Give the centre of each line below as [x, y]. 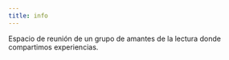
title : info [28, 16]
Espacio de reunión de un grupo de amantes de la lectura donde [115, 38]
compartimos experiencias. [53, 47]
